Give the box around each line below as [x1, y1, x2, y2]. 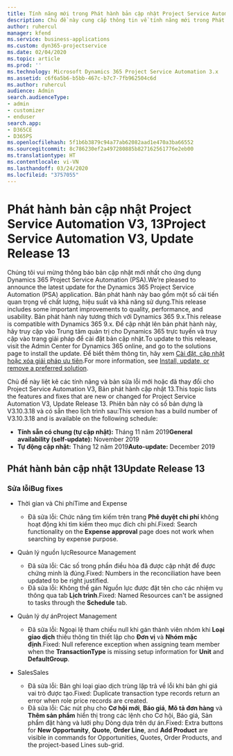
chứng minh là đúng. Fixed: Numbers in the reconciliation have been [27, 569, 221, 578]
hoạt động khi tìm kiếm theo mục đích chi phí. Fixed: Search [27, 520, 198, 529]
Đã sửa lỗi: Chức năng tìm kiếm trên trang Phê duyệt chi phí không [27, 513, 219, 521]
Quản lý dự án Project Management [17, 612, 117, 621]
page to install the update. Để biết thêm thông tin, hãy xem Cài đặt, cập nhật [7, 350, 225, 358]
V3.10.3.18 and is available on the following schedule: [7, 414, 158, 423]
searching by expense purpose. [27, 535, 119, 543]
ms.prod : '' [7, 62, 42, 69]
